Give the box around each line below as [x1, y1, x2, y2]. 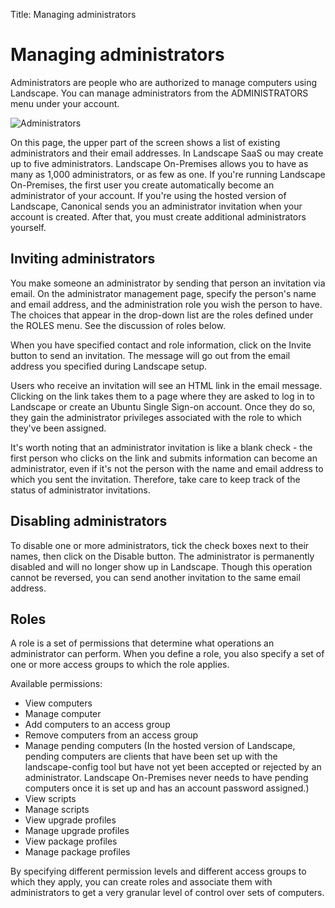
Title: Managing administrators [10, 9, 137, 20]
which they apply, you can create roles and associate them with [10, 876, 273, 888]
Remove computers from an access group [24, 729, 199, 741]
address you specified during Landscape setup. [10, 360, 208, 372]
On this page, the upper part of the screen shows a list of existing [10, 136, 281, 148]
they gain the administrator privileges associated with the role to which [10, 411, 302, 423]
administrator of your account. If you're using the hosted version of [10, 189, 287, 201]
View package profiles [24, 835, 118, 848]
